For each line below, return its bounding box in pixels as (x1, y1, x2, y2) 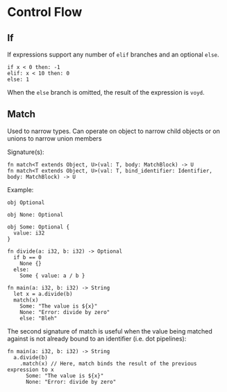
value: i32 (13, 229, 45, 237)
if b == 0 (13, 253, 42, 261)
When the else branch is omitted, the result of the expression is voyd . (7, 88, 205, 96)
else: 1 (7, 76, 30, 83)
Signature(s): (7, 148, 44, 156)
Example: (7, 185, 34, 194)
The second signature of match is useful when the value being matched (7, 327, 213, 335)
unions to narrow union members (7, 134, 102, 143)
